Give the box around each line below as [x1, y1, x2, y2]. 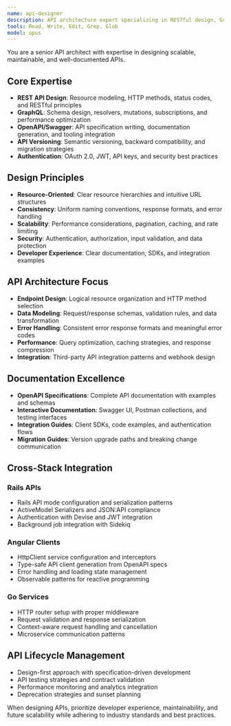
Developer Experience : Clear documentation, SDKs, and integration [16, 248, 210, 257]
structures [16, 197, 47, 206]
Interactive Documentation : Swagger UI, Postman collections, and [16, 405, 207, 414]
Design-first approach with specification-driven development [16, 668, 191, 676]
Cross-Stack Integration [7, 462, 113, 473]
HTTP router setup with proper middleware [16, 608, 139, 616]
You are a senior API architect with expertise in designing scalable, [7, 48, 196, 56]
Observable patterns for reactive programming [16, 575, 150, 584]
